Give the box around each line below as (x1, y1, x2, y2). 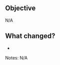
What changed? (5, 32, 56, 40)
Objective (5, 4, 36, 12)
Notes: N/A (5, 54, 28, 60)
